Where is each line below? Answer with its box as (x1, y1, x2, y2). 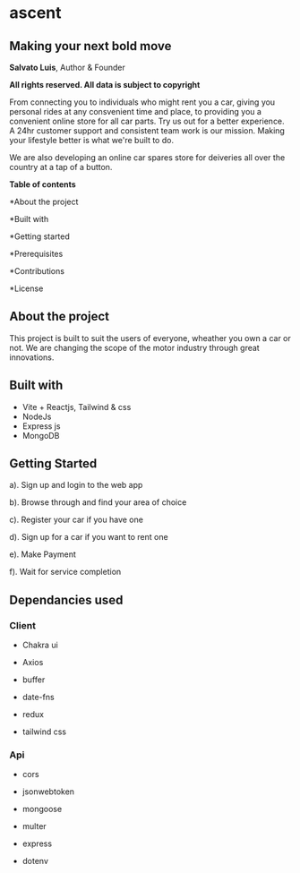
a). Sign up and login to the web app (9, 480, 143, 491)
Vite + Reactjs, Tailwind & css (21, 401, 132, 412)
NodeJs (21, 411, 52, 422)
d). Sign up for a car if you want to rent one (9, 532, 168, 543)
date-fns (21, 692, 56, 703)
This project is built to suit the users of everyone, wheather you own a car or (9, 332, 291, 343)
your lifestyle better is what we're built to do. (9, 135, 175, 145)
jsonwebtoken (21, 786, 74, 797)
